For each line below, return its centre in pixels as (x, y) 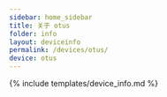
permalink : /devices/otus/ (59, 50)
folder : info (33, 34)
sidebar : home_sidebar (51, 17)
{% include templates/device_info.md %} (84, 83)
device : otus (33, 58)
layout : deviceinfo (45, 42)
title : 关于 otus (40, 26)
